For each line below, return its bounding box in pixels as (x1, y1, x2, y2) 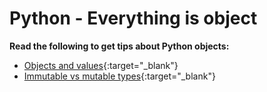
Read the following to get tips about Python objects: (9, 40, 230, 52)
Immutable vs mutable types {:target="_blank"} (23, 70, 216, 82)
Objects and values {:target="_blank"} (23, 59, 179, 71)
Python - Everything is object (9, 7, 258, 30)
